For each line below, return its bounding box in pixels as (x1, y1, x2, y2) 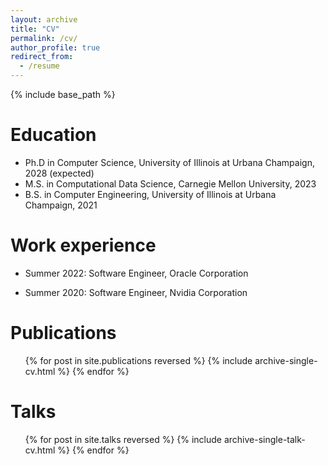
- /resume (19, 61, 60, 71)
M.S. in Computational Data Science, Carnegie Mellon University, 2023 (24, 177, 317, 190)
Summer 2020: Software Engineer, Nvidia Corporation (24, 286, 248, 298)
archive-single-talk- (223, 433, 306, 445)
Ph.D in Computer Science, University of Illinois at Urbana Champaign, (24, 156, 315, 168)
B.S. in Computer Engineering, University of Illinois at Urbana (24, 188, 277, 200)
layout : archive (10, 14, 78, 25)
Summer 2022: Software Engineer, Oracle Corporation (24, 267, 249, 279)
